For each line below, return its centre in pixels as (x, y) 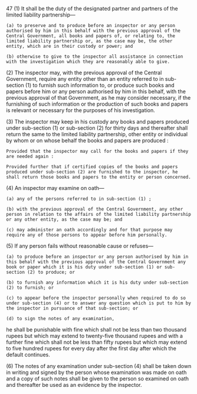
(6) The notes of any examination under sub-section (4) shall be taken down (99, 366)
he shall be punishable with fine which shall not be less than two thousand (96, 329)
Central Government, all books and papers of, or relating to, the (91, 36)
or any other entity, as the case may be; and (64, 219)
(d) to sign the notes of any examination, (60, 319)
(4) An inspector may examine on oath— (55, 188)
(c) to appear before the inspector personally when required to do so (96, 298)
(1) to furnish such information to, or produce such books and (100, 85)
